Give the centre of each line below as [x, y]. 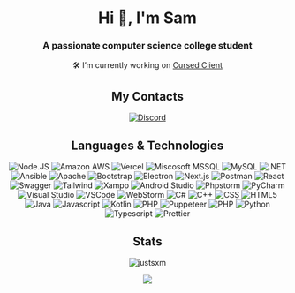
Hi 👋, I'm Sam [147, 18]
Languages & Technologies [147, 145]
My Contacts [147, 96]
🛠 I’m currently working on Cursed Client [147, 65]
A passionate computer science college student [147, 46]
